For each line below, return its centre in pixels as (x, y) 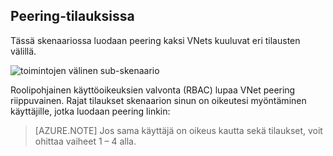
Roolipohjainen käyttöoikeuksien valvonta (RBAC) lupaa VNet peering (153, 90)
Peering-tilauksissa (72, 16)
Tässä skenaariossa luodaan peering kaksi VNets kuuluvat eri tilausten (155, 40)
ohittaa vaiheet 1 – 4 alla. (85, 141)
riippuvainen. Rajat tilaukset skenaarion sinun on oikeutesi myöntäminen (158, 100)
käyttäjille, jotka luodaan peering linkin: (90, 111)
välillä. (23, 51)
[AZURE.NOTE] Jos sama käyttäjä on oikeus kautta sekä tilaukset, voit (178, 130)
